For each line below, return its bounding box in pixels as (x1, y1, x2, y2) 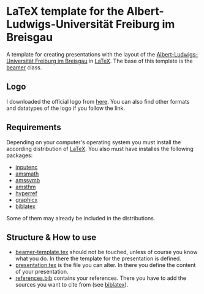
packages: (6, 152, 33, 159)
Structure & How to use (6, 232, 97, 242)
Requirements (6, 122, 61, 133)
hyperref (15, 189, 38, 197)
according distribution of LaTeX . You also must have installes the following (6, 145, 194, 152)
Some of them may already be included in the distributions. (6, 214, 156, 222)
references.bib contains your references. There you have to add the (15, 274, 187, 282)
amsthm (15, 183, 36, 190)
